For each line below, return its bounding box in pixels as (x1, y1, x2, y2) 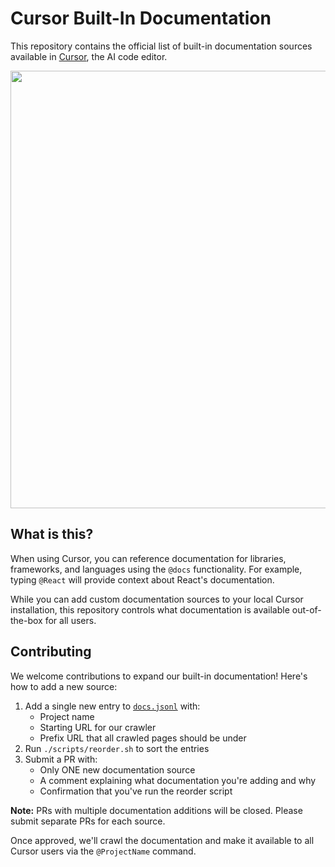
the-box (10, 614, 43, 626)
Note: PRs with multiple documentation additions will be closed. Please (10, 804, 303, 816)
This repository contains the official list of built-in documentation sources (10, 40, 313, 52)
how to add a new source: (10, 680, 118, 692)
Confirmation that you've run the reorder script (39, 785, 233, 797)
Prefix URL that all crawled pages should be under (39, 732, 247, 744)
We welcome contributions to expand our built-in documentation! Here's (10, 670, 308, 682)
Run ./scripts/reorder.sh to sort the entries (24, 742, 210, 754)
